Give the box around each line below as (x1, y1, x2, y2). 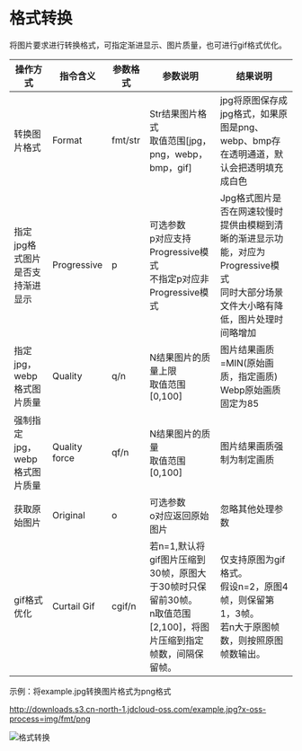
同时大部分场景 (219, 286, 284, 298)
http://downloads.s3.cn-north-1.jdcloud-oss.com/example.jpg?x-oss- (9, 703, 267, 714)
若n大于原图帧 (219, 621, 280, 633)
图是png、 (219, 120, 264, 133)
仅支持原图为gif (219, 553, 286, 566)
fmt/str (111, 134, 141, 146)
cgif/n (111, 599, 137, 612)
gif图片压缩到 (149, 553, 206, 566)
